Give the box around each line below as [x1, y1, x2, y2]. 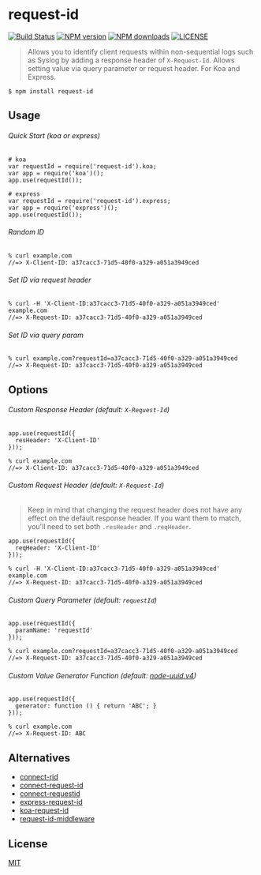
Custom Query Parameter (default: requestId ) [8, 595, 158, 605]
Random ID [8, 227, 45, 237]
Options [8, 383, 49, 396]
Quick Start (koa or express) [8, 130, 101, 140]
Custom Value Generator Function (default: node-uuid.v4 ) [8, 670, 197, 680]
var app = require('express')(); [8, 204, 118, 212]
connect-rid [19, 772, 59, 782]
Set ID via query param [8, 330, 84, 340]
